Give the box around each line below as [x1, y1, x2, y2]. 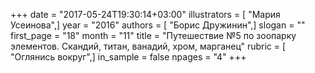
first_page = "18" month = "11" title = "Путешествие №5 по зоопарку [10, 30, 297, 41]
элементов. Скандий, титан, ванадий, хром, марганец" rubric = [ [10, 40, 287, 52]
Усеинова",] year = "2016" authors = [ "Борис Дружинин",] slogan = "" [10, 19, 306, 31]
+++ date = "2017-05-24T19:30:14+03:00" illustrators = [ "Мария [10, 9, 281, 20]
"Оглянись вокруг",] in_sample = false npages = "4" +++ [10, 51, 247, 63]
